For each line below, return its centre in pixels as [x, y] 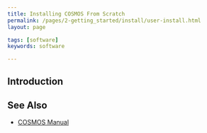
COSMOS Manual [43, 122]
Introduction [35, 81]
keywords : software [36, 47]
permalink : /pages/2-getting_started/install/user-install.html [104, 21]
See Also [27, 105]
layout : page [27, 27]
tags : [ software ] [33, 40]
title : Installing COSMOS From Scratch [66, 14]
